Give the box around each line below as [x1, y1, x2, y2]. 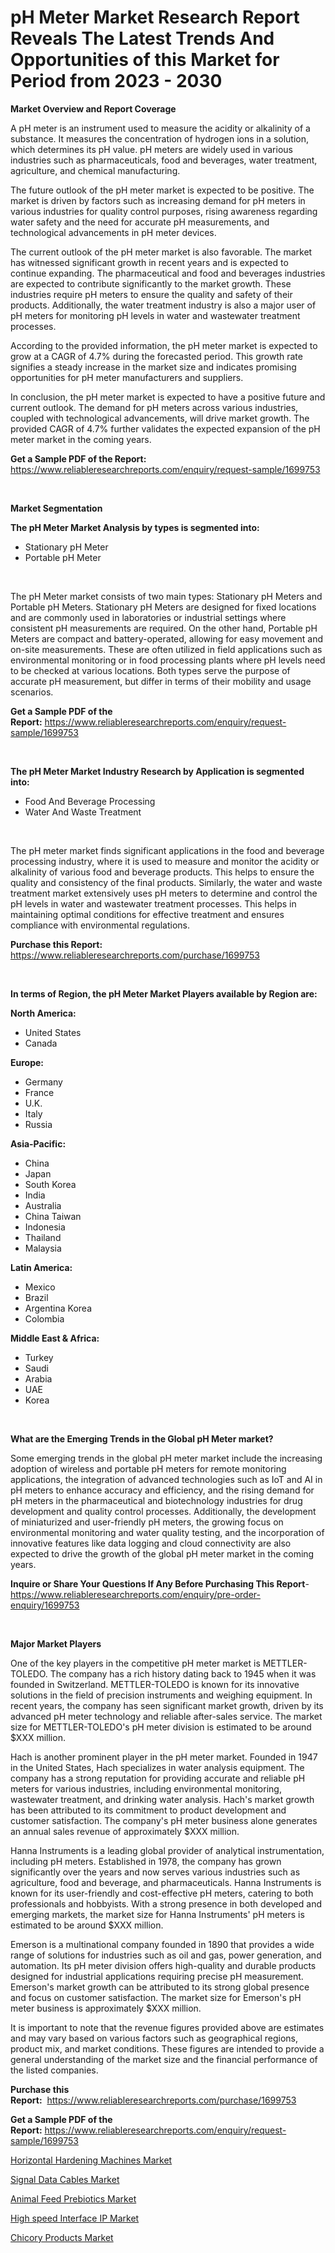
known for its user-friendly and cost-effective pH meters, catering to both [10, 1887, 314, 1899]
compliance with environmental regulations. [10, 919, 190, 931]
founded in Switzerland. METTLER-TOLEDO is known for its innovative [10, 1678, 300, 1690]
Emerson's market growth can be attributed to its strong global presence [10, 1981, 310, 1993]
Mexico [24, 1281, 56, 1293]
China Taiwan [24, 1210, 82, 1222]
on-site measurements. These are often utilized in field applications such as [10, 643, 323, 655]
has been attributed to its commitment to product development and [10, 1804, 287, 1816]
